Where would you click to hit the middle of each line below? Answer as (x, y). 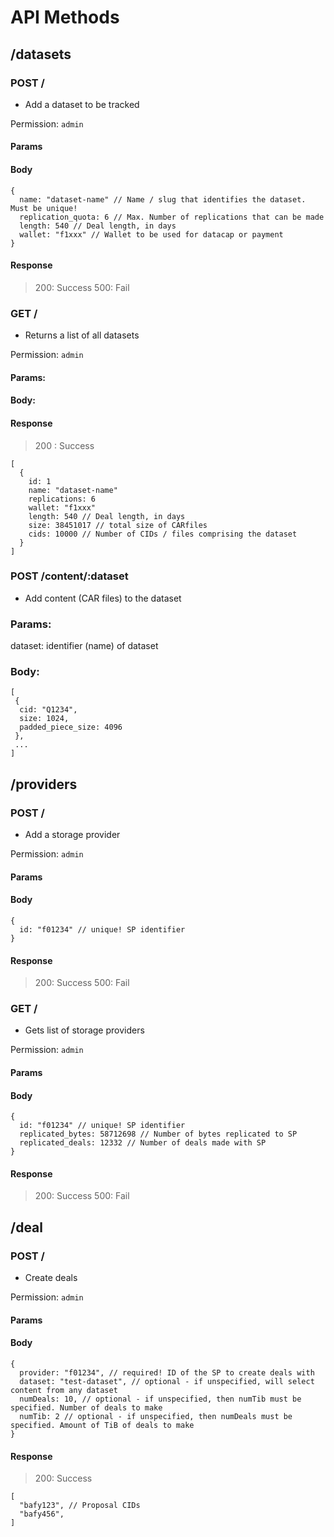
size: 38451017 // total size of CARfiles (118, 525)
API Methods (65, 17)
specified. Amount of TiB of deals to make (102, 1425)
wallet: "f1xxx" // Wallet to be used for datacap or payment (151, 234)
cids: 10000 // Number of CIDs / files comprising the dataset (163, 534)
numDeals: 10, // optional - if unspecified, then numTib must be (160, 1399)
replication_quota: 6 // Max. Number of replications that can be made (172, 217)
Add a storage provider (72, 835)
